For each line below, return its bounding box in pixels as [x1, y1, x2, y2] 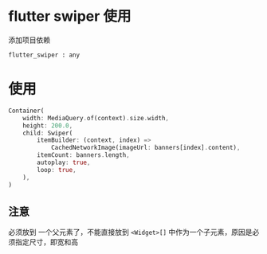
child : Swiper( [22, 129, 73, 137]
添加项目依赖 [8, 35, 50, 45]
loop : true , [37, 166, 77, 174]
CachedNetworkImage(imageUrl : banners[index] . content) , [50, 144, 241, 152]
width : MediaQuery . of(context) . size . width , [22, 114, 170, 122]
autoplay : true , [37, 158, 91, 166]
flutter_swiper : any [8, 51, 80, 59]
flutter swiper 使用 [8, 7, 132, 25]
